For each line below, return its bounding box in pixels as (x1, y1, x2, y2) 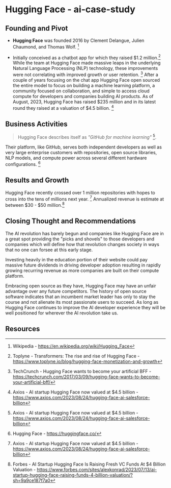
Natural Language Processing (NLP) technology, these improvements (12, 65, 158, 71)
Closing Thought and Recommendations (5, 217, 136, 226)
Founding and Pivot (5, 24, 68, 33)
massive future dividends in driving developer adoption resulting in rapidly (5, 262, 161, 268)
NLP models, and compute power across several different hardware (5, 155, 147, 161)
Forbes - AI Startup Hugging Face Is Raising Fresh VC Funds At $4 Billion (12, 461, 166, 467)
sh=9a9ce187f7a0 (12, 477, 51, 483)
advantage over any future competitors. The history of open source (5, 288, 147, 294)
